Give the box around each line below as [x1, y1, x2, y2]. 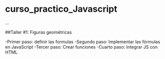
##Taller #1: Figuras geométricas [5, 29, 72, 35]
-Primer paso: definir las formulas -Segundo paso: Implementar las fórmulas [5, 38, 161, 45]
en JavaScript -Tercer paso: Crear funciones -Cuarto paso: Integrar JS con [5, 44, 158, 50]
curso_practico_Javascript [5, 3, 118, 15]
